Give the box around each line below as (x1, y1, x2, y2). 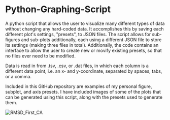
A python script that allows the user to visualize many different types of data (5, 20, 165, 26)
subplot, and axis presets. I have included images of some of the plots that (5, 88, 161, 95)
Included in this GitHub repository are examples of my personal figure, (5, 83, 152, 89)
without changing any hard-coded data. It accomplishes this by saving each (5, 25, 164, 32)
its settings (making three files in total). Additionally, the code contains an (5, 42, 159, 48)
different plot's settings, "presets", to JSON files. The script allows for (5, 31, 151, 37)
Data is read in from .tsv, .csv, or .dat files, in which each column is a (5, 63, 149, 69)
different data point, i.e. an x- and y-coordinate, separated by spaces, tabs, (5, 68, 162, 74)
